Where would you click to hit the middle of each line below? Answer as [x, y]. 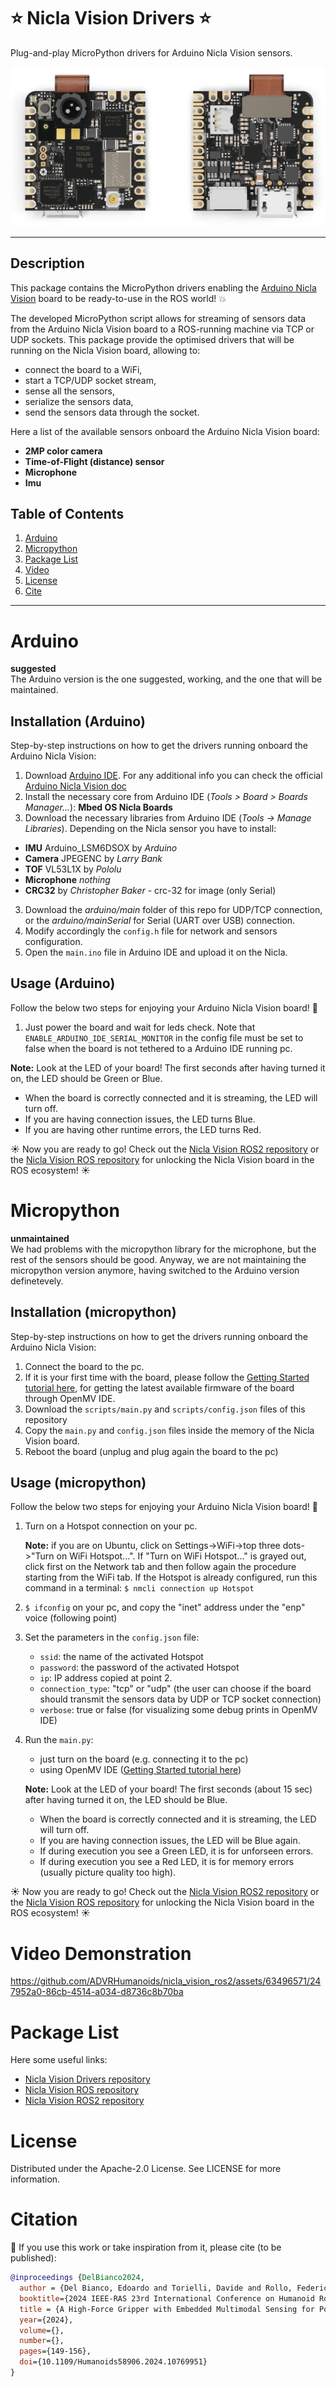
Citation [44, 2219]
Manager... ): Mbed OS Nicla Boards [98, 807]
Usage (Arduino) [63, 983]
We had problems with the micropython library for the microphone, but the [163, 1249]
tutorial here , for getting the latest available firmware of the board [159, 1387]
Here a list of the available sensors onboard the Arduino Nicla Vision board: [165, 431]
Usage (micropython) [78, 1483]
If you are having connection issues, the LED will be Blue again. [170, 1841]
